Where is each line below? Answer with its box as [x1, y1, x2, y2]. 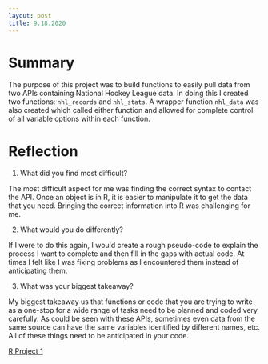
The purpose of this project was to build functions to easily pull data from [8, 80, 250, 90]
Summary [8, 54, 74, 72]
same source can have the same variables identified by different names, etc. [8, 322, 260, 332]
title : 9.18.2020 [8, 19, 66, 27]
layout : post [8, 11, 52, 20]
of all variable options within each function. [8, 114, 150, 124]
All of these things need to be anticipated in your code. [8, 331, 190, 341]
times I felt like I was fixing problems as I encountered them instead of [8, 258, 239, 267]
